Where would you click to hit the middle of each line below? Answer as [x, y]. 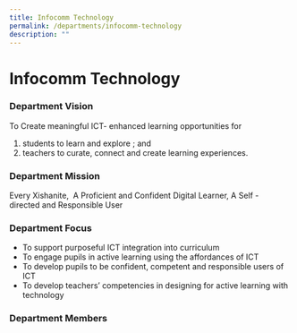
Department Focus [51, 228]
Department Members [59, 319]
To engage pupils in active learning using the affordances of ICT [140, 257]
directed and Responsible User [66, 205]
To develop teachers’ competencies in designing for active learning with [155, 286]
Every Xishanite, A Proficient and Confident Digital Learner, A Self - [134, 196]
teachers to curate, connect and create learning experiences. [135, 152]
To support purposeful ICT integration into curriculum [121, 248]
